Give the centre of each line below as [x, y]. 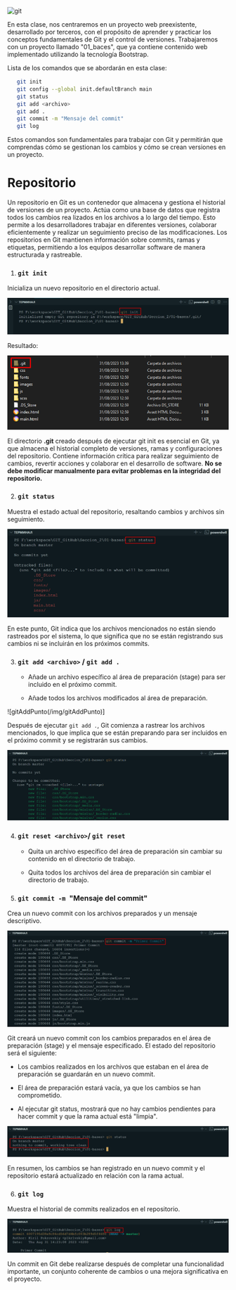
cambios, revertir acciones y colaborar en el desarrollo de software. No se [115, 463]
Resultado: [23, 345]
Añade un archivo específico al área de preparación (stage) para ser [127, 677]
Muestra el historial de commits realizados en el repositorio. [94, 1209]
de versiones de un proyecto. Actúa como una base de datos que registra [114, 210]
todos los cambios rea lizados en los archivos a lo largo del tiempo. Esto [112, 217]
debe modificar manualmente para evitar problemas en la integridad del [114, 470]
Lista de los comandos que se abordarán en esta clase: [87, 68]
